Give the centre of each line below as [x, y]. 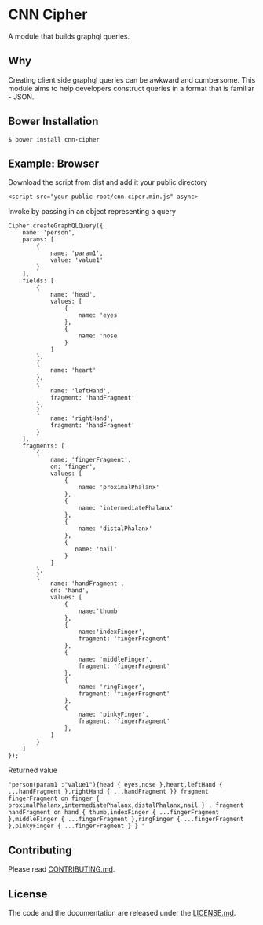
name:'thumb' [100, 611]
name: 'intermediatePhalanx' [126, 508]
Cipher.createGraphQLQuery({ [56, 226]
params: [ [38, 240]
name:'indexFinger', [112, 632]
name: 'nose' [100, 336]
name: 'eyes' [100, 315]
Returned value [33, 770]
